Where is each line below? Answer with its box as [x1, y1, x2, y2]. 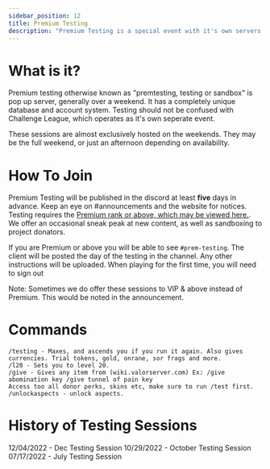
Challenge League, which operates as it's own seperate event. [8, 114, 215, 123]
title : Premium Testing [8, 19, 89, 27]
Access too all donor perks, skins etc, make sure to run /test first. [8, 383, 254, 391]
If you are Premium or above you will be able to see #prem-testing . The [8, 243, 244, 252]
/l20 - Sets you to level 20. [8, 362, 110, 370]
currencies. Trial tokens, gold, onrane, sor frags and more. [8, 355, 222, 363]
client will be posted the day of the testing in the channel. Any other [8, 251, 233, 261]
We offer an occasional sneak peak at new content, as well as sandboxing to [8, 218, 263, 228]
